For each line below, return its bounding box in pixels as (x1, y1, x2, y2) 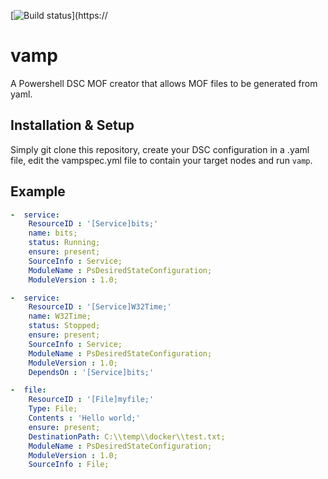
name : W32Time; (28, 311, 92, 322)
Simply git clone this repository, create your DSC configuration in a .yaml (10, 143, 310, 155)
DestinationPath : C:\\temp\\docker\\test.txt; (28, 431, 226, 442)
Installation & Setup (10, 117, 135, 134)
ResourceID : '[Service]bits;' (28, 219, 159, 229)
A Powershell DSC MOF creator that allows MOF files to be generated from (10, 77, 318, 89)
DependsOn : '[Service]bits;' (28, 367, 155, 377)
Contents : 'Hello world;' (28, 413, 141, 424)
